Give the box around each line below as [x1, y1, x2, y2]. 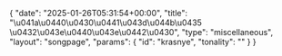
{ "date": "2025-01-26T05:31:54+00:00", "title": [9, 8, 188, 18]
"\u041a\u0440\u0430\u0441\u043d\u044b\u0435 [9, 17, 203, 28]
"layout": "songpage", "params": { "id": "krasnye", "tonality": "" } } [9, 36, 257, 47]
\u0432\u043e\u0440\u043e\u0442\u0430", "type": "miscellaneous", [9, 27, 274, 37]
